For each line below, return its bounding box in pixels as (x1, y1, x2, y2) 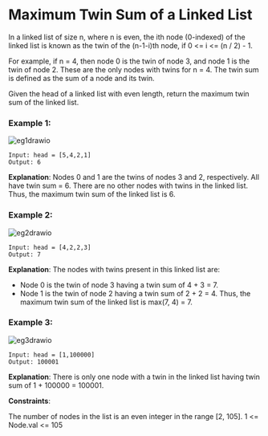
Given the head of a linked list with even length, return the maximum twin (8, 88, 250, 98)
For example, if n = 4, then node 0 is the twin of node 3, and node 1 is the (8, 56, 250, 66)
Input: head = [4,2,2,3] (8, 243, 91, 251)
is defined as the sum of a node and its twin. (8, 73, 155, 83)
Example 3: (8, 317, 54, 328)
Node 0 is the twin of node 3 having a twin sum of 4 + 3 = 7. (19, 279, 219, 290)
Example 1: (8, 117, 51, 128)
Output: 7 (8, 251, 42, 259)
